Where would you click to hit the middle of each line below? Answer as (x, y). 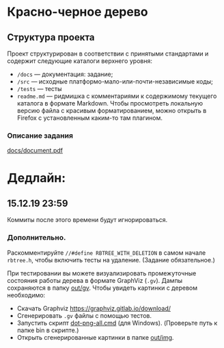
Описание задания (40, 136)
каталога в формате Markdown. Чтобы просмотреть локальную (110, 103)
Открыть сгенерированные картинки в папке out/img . (95, 337)
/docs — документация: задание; (65, 74)
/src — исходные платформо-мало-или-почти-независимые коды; (115, 82)
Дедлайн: (37, 178)
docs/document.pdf (35, 151)
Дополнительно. (37, 238)
